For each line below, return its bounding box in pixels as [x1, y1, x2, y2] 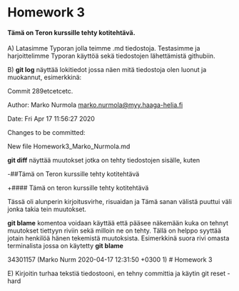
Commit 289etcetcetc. [7, 87, 73, 96]
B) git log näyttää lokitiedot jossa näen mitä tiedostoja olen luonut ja [7, 66, 207, 74]
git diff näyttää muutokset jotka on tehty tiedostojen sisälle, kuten [7, 156, 200, 165]
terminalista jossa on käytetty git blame [7, 242, 123, 250]
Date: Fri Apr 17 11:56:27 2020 [7, 115, 95, 123]
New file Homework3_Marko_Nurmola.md [7, 142, 131, 150]
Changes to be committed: [7, 128, 86, 137]
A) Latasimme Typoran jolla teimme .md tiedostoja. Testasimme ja [7, 44, 200, 53]
